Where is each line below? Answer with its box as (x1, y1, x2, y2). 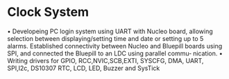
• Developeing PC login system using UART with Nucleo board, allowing (7, 27, 213, 35)
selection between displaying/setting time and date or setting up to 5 (7, 34, 204, 42)
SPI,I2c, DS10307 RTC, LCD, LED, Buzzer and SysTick (7, 64, 160, 72)
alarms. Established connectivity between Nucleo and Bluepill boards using (7, 42, 223, 50)
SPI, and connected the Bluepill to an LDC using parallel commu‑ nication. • (7, 49, 223, 58)
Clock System (7, 4, 89, 20)
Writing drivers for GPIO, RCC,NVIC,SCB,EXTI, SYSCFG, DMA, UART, (7, 56, 204, 64)
